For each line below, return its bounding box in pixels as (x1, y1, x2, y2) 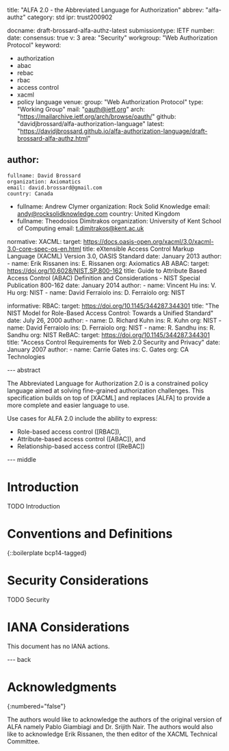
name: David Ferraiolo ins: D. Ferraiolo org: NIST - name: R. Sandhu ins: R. (7, 323, 215, 332)
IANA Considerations (7, 619, 130, 635)
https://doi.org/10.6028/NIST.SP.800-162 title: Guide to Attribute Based (7, 267, 207, 275)
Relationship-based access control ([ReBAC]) (16, 442, 146, 450)
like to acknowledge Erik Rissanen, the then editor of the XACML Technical (7, 730, 217, 738)
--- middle (7, 455, 36, 463)
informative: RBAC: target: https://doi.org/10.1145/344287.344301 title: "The (7, 301, 219, 310)
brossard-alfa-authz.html (16, 134, 88, 143)
